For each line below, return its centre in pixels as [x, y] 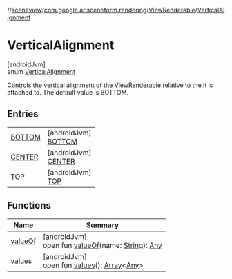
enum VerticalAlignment [41, 71]
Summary [103, 225]
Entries [23, 114]
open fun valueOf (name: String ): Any [102, 245]
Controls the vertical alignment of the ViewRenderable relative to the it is [110, 85]
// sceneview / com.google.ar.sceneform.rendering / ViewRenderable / [103, 10]
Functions [29, 205]
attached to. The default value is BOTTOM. [68, 92]
